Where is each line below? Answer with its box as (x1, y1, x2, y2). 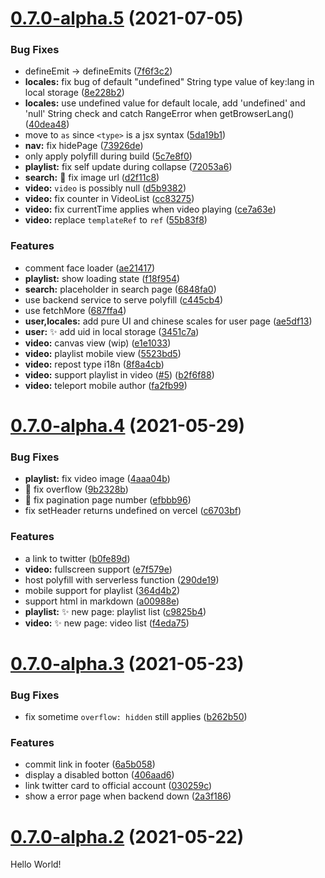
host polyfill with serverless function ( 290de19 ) (24, 573, 220, 586)
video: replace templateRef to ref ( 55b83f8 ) (24, 214, 208, 226)
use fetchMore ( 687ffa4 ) (24, 304, 127, 316)
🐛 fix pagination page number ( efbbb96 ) (24, 494, 192, 506)
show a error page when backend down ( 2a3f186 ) (24, 790, 232, 802)
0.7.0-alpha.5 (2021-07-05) (10, 7, 244, 30)
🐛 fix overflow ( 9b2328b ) (24, 483, 129, 496)
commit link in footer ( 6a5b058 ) (24, 758, 156, 771)
